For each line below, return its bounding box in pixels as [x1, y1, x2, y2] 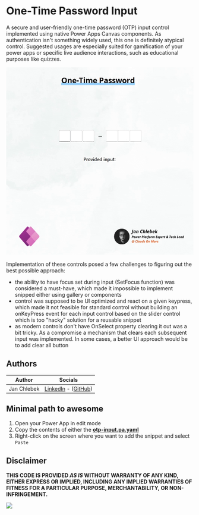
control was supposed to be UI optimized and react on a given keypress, [14, 297, 192, 304]
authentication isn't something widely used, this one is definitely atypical [6, 36, 184, 43]
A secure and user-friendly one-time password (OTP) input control [6, 24, 169, 31]
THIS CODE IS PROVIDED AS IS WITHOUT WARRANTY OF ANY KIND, [6, 472, 179, 479]
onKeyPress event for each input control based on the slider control [14, 310, 181, 317]
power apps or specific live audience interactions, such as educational [6, 49, 179, 56]
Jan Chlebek [8, 385, 40, 392]
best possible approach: [6, 266, 65, 274]
